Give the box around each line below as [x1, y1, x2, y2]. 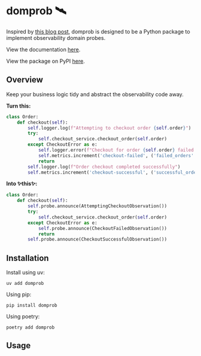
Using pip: [6, 291, 32, 298]
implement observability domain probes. [6, 34, 106, 41]
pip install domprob [6, 302, 58, 309]
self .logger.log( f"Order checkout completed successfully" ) [28, 164, 181, 170]
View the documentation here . [6, 45, 81, 53]
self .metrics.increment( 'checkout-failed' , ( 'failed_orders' [38, 152, 194, 158]
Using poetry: [6, 313, 40, 320]
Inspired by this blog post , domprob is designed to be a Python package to [6, 27, 190, 35]
